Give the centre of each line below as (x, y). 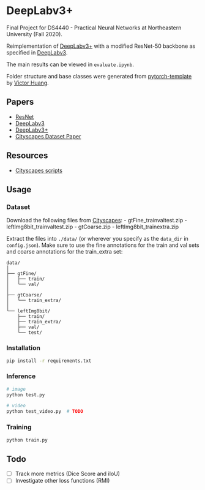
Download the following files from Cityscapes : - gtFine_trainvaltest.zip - (97, 221)
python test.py (26, 395)
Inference (21, 376)
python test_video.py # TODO (45, 412)
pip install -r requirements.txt (49, 361)
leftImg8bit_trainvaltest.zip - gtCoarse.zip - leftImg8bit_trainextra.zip (93, 227)
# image (16, 389)
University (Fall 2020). (35, 34)
